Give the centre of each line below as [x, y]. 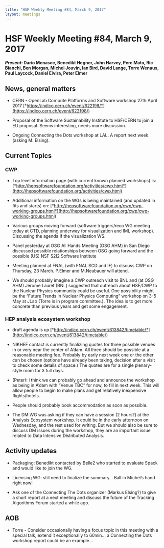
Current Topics [28, 156]
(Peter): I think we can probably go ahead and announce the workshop [83, 380]
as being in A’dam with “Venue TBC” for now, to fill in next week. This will [86, 385]
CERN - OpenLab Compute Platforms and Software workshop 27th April [85, 101]
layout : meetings [23, 14]
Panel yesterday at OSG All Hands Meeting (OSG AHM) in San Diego [81, 246]
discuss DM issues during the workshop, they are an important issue [81, 431]
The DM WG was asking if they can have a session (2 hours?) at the [81, 415]
